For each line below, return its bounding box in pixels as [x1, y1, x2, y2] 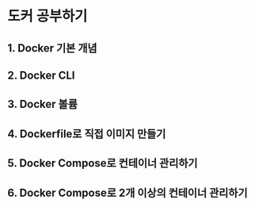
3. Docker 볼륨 [7, 98, 78, 111]
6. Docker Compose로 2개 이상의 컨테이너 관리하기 [7, 186, 248, 199]
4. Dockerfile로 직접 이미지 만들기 [7, 127, 166, 140]
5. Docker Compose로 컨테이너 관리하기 [7, 156, 198, 171]
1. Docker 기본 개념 [7, 41, 97, 55]
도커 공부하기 [7, 7, 88, 25]
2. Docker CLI [7, 68, 76, 82]
